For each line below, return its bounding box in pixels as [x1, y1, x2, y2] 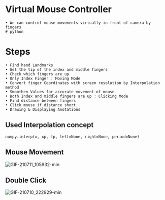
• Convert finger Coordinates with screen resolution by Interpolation [5, 80, 160, 86]
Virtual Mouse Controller [5, 4, 112, 15]
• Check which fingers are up [5, 71, 70, 76]
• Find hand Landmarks [5, 62, 53, 68]
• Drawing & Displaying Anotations [5, 107, 81, 112]
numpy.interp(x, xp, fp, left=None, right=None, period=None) [5, 134, 140, 139]
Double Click [5, 176, 47, 184]
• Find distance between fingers [5, 98, 76, 103]
